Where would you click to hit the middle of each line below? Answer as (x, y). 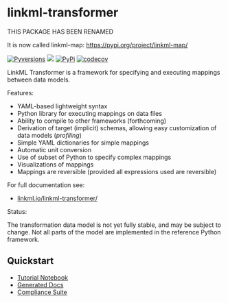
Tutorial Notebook (43, 277)
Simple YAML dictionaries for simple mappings (83, 143)
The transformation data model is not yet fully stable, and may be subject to (114, 225)
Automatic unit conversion (54, 149)
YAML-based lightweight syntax (62, 106)
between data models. (39, 80)
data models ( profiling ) (49, 135)
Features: (21, 93)
